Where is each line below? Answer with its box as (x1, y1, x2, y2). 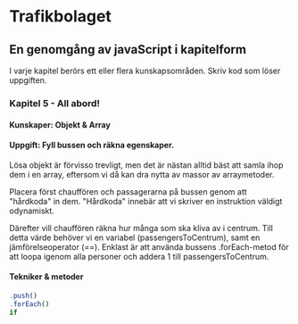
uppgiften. (9, 75, 47, 86)
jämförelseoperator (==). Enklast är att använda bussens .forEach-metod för (9, 241, 289, 252)
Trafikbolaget (9, 6, 112, 27)
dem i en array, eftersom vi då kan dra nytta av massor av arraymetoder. (9, 169, 275, 179)
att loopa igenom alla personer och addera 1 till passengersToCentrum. (9, 251, 269, 262)
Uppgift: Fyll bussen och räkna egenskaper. (9, 140, 175, 151)
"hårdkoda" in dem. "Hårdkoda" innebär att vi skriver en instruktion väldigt (9, 195, 283, 206)
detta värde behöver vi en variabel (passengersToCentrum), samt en (9, 232, 261, 243)
